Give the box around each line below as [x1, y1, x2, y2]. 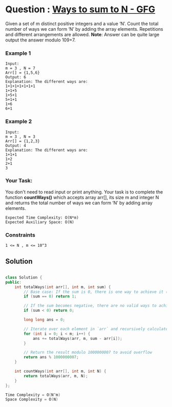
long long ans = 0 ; [24, 317, 66, 323]
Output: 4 [5, 143, 27, 148]
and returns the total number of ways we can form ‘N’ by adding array [5, 200, 153, 206]
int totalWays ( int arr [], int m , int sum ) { [14, 284, 111, 290]
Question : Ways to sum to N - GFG [5, 4, 156, 15]
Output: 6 [5, 75, 27, 80]
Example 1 [5, 50, 31, 57]
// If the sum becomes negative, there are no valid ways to [24, 303, 157, 308]
